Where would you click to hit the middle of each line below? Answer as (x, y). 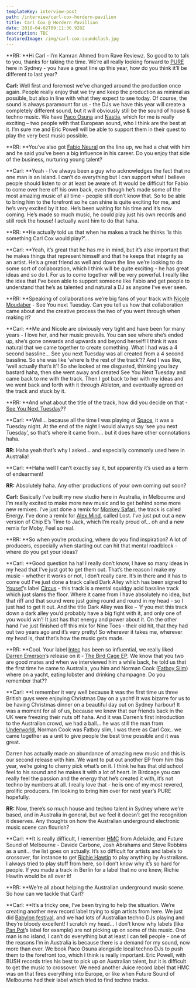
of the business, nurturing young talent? (54, 159)
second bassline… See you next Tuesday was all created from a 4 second (95, 354)
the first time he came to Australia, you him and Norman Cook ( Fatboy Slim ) (97, 668)
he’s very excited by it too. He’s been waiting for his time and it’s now (89, 208)
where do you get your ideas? (42, 552)
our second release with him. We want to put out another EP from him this (95, 760)
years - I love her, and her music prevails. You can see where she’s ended (95, 335)
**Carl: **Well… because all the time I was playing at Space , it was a (90, 420)
